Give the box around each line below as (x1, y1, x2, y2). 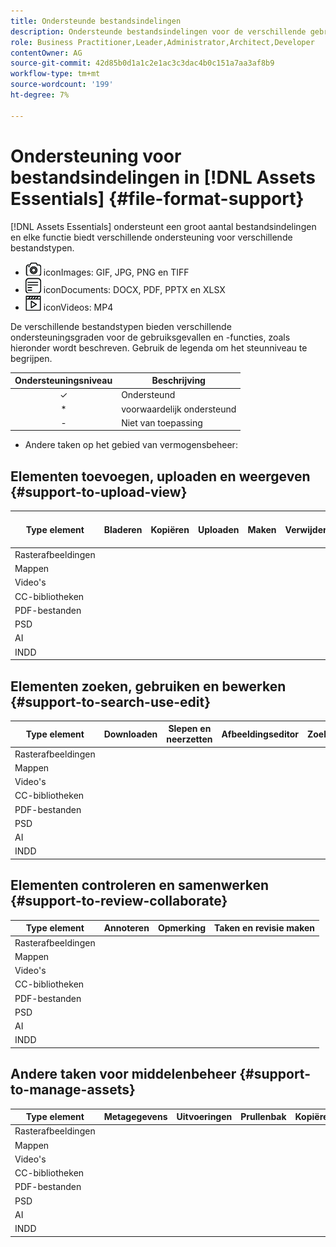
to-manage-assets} (10, 1081, 136, 1099)
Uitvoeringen (176, 1111, 233, 1123)
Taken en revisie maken (214, 922, 316, 934)
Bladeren (103, 523, 143, 535)
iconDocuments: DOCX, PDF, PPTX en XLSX (43, 283, 226, 295)
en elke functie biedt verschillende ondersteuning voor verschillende (10, 231, 293, 243)
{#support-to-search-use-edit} (10, 693, 212, 710)
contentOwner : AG (10, 48, 83, 58)
